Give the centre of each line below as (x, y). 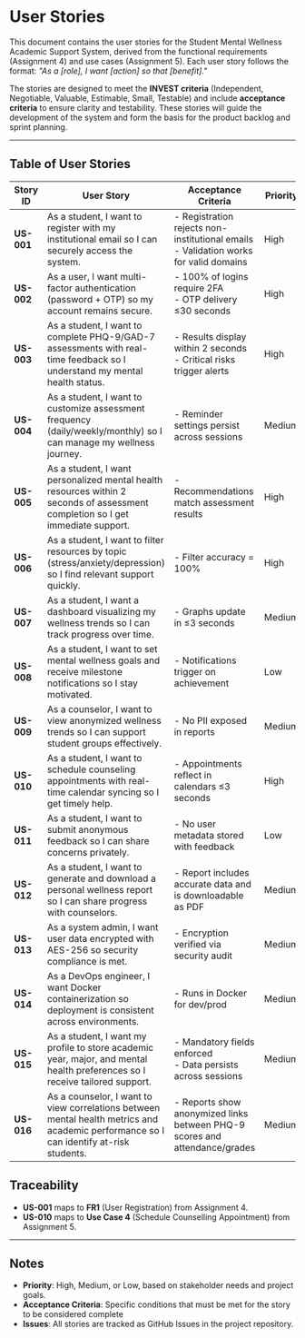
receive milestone (85, 671)
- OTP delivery (206, 299)
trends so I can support (97, 731)
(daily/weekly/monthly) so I (105, 431)
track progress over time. (100, 634)
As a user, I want (82, 276)
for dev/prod (200, 1004)
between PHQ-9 (209, 1125)
